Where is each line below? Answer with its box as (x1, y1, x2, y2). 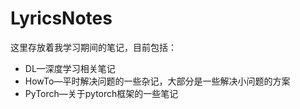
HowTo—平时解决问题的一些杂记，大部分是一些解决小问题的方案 (24, 75, 291, 87)
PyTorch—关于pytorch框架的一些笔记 (24, 87, 179, 99)
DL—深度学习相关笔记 (24, 62, 116, 74)
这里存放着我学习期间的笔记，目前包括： (10, 41, 177, 53)
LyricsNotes (10, 7, 113, 30)
